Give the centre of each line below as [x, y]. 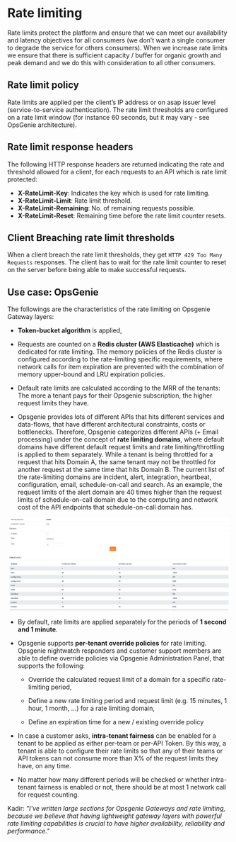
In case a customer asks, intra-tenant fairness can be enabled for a [117, 736]
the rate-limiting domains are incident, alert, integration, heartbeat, [114, 477]
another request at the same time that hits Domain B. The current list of [121, 470]
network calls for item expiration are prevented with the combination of [121, 367]
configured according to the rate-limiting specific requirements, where [120, 359]
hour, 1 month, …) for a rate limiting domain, [92, 708]
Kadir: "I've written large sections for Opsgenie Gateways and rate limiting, [117, 809]
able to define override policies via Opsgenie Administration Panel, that [121, 658]
